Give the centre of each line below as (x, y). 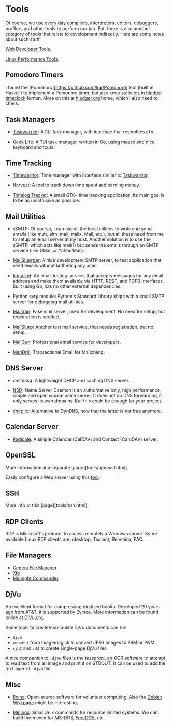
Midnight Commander (35, 578)
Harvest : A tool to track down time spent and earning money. (76, 185)
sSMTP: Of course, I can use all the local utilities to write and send (82, 229)
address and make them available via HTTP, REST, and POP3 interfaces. (88, 281)
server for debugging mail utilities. (49, 302)
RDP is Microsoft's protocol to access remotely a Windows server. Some (81, 534)
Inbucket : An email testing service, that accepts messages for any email (88, 276)
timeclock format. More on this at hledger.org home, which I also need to (81, 98)
